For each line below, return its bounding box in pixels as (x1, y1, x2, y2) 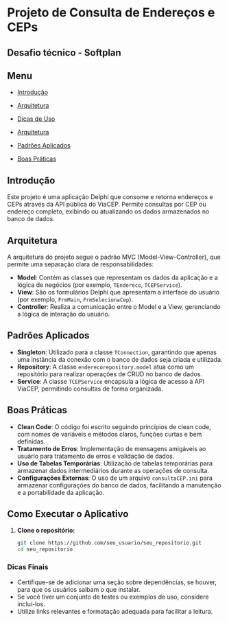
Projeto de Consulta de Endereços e (7, 5, 215, 21)
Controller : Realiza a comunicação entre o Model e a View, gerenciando (16, 303, 221, 311)
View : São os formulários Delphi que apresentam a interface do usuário (16, 288, 220, 297)
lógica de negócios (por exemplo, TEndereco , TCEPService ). (16, 281, 183, 289)
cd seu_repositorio (16, 546, 73, 553)
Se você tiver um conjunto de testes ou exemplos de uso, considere (16, 592, 209, 601)
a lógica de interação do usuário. (16, 310, 110, 319)
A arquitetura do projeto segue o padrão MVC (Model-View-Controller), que (7, 253, 221, 262)
